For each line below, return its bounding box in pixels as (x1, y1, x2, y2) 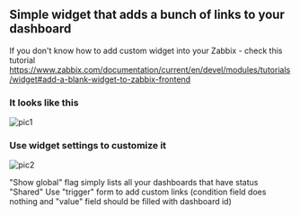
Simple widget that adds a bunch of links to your (9, 7, 285, 22)
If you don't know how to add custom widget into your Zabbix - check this (9, 45, 283, 56)
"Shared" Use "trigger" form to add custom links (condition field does (9, 186, 267, 197)
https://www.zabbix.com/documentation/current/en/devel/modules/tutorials (9, 64, 291, 75)
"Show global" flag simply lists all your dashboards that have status (9, 177, 259, 188)
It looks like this (9, 96, 79, 109)
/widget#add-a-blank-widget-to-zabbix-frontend (9, 74, 191, 85)
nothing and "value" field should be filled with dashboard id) (9, 196, 232, 207)
